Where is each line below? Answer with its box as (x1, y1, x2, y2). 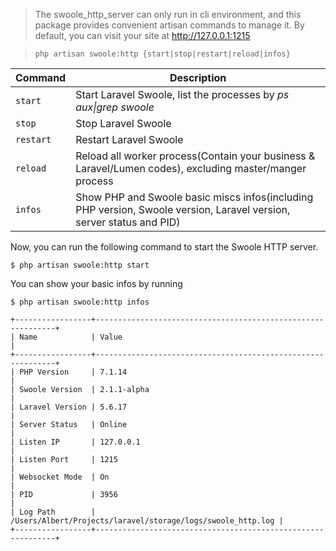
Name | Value (19, 332, 123, 342)
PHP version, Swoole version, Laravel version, (75, 203, 291, 216)
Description (169, 71, 227, 84)
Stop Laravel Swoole (75, 117, 172, 130)
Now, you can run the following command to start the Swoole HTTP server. (10, 241, 319, 253)
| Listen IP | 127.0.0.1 (10, 437, 141, 447)
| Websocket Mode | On (10, 472, 110, 482)
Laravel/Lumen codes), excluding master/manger (75, 162, 307, 175)
